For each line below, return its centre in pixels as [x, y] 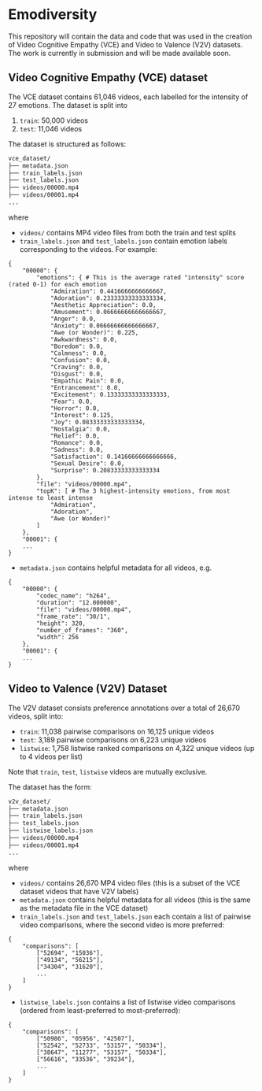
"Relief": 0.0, [75, 436]
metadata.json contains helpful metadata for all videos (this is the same [135, 900]
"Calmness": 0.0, [79, 353]
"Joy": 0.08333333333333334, [98, 422]
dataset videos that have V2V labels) [79, 891]
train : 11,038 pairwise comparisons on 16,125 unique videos [117, 731]
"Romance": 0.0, [77, 442]
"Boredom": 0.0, [77, 346]
